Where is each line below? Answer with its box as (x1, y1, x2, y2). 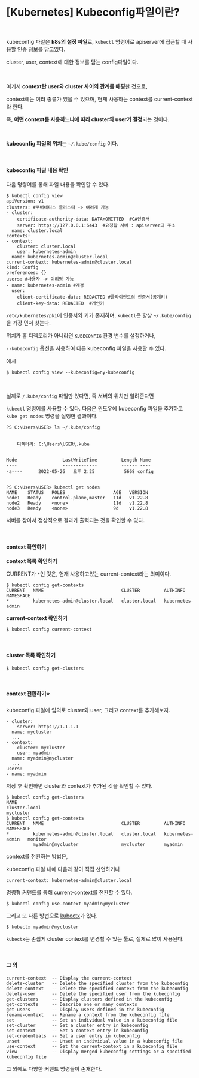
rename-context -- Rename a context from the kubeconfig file (6, 1011, 170, 1018)
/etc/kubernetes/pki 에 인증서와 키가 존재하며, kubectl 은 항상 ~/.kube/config (6, 312, 191, 319)
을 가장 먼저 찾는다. (6, 319, 51, 327)
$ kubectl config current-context (6, 627, 93, 633)
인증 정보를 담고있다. (17, 46, 66, 53)
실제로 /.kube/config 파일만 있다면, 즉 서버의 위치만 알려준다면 (6, 392, 154, 399)
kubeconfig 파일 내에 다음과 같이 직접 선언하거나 (6, 865, 121, 872)
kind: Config (6, 264, 39, 270)
